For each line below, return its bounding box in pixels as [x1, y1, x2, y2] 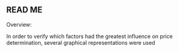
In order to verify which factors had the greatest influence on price [6, 33, 173, 40]
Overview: [6, 21, 32, 28]
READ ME [6, 5, 42, 15]
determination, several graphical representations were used [6, 39, 156, 46]
